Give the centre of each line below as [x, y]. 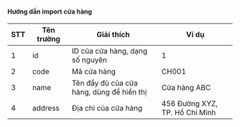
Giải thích [113, 35]
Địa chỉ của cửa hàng [107, 108]
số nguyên [89, 60]
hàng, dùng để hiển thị [109, 92]
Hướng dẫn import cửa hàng [50, 11]
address [46, 108]
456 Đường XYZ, [190, 103]
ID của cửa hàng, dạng [110, 51]
